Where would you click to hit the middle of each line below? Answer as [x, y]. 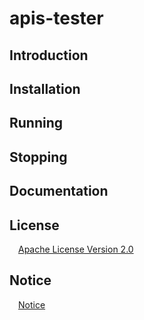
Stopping [38, 157]
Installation [45, 88]
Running [36, 123]
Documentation [59, 191]
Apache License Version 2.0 [76, 249]
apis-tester [56, 18]
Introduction [49, 55]
